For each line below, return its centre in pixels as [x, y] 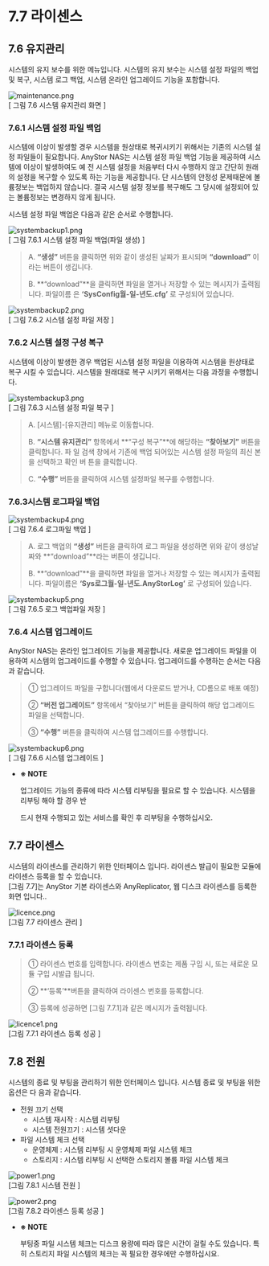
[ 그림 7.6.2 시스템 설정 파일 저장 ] [61, 320]
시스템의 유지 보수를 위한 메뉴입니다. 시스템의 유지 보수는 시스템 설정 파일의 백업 [134, 70]
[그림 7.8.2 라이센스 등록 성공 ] [56, 1211]
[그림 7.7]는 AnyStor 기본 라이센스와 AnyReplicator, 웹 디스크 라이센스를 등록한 [132, 886]
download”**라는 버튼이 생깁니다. [107, 556]
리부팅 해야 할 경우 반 [53, 801]
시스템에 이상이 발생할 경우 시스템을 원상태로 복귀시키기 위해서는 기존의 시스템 [130, 147]
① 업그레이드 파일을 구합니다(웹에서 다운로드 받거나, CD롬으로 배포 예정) [143, 688]
